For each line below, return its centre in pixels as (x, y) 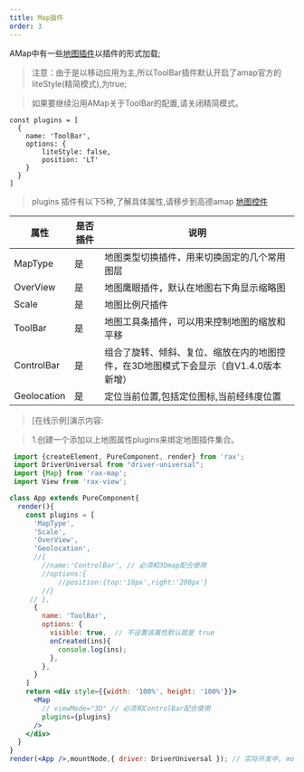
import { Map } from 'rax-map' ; (70, 473)
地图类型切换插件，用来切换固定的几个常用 (195, 257)
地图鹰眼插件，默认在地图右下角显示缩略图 (195, 288)
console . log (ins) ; (92, 649)
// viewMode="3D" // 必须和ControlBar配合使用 (126, 708)
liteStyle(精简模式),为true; (79, 83)
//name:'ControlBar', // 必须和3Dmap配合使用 (124, 566)
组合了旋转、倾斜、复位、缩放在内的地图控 (195, 352)
